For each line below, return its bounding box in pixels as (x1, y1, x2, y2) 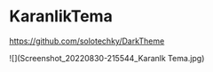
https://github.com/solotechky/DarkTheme (9, 36, 165, 46)
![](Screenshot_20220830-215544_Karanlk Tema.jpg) (9, 52, 205, 63)
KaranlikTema (9, 6, 113, 27)
